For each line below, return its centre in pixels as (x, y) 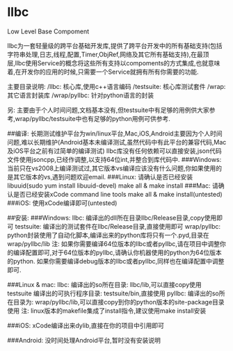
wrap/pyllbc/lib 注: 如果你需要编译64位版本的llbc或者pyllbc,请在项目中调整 (114, 243)
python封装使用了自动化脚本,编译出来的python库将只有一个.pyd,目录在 (109, 235)
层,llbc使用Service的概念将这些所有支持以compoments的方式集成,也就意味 (114, 63)
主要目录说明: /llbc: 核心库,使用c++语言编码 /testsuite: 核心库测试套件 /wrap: (116, 86)
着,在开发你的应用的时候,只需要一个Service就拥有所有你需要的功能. (103, 72)
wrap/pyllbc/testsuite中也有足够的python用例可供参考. (93, 118)
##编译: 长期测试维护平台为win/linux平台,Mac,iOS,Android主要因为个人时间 (115, 133)
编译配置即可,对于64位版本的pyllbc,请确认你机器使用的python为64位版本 (117, 252)
